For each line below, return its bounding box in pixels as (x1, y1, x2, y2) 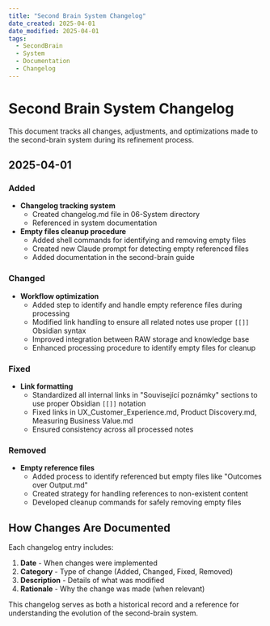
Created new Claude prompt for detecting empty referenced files (32, 244, 249, 253)
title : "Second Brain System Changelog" (8, 11, 147, 20)
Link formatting (19, 381, 74, 391)
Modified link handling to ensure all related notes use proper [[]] (32, 317, 250, 326)
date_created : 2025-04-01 (8, 19, 95, 28)
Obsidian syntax (32, 326, 86, 335)
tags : (8, 34, 27, 43)
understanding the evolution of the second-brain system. (8, 608, 199, 618)
